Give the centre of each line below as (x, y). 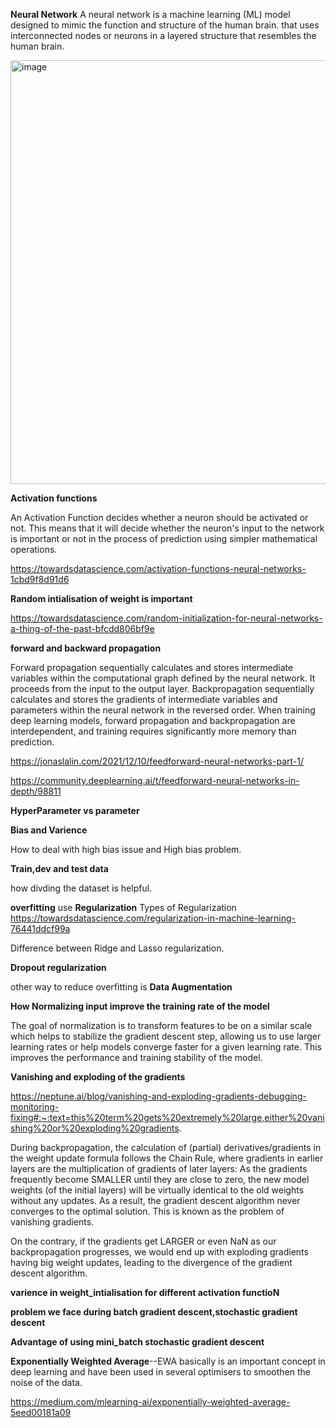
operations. (34, 549)
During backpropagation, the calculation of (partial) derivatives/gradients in (166, 1147)
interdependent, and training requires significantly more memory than (153, 731)
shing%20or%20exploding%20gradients (95, 1128)
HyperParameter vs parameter (75, 810)
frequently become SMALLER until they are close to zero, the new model (160, 1179)
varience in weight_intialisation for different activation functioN (145, 1292)
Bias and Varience (49, 830)
